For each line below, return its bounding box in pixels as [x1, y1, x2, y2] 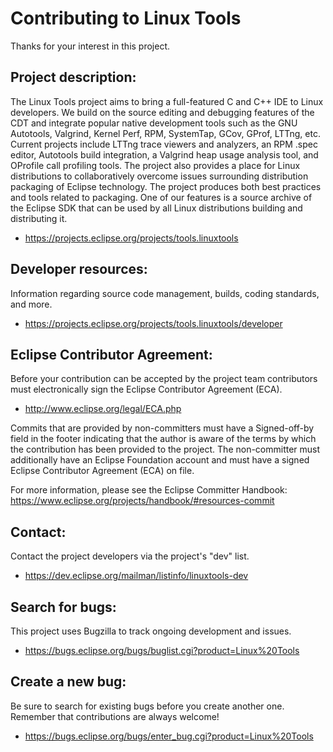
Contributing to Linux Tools [10, 7, 242, 30]
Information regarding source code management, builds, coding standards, [10, 287, 320, 299]
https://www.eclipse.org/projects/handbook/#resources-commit [10, 495, 275, 507]
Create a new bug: [10, 673, 127, 691]
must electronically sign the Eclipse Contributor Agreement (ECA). [10, 383, 283, 396]
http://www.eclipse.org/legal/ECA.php [24, 403, 182, 415]
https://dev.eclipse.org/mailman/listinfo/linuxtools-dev [24, 570, 249, 582]
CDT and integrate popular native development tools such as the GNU [10, 117, 298, 129]
